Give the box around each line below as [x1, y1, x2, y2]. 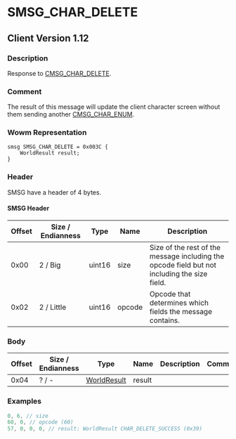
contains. [150, 315, 181, 325]
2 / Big [39, 260, 61, 270]
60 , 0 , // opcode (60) [7, 419, 74, 426]
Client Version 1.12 [7, 32, 89, 44]
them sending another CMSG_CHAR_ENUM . [7, 110, 135, 119]
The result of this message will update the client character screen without [7, 103, 221, 111]
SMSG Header [7, 204, 50, 213]
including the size [150, 268, 208, 278]
